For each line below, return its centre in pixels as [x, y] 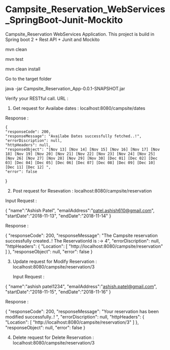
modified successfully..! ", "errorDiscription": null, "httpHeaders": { [75, 317]
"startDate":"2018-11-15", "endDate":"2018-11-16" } [58, 292]
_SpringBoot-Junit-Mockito [64, 20]
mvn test [14, 59]
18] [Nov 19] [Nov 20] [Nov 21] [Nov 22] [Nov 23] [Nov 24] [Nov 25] [80, 154]
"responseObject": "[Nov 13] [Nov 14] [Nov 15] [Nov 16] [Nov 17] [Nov [82, 149]
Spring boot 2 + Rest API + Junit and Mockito [53, 40]
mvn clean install [23, 69]
